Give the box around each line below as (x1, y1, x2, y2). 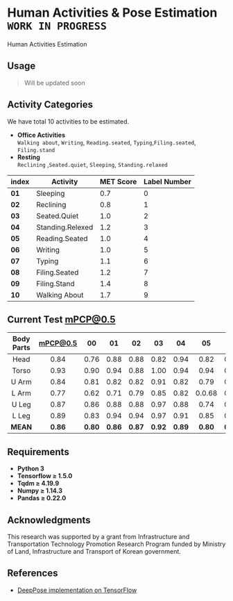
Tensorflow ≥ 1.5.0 (17, 472, 73, 480)
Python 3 (17, 464, 45, 473)
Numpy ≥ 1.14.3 (17, 486, 62, 495)
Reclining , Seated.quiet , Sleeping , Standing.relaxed (17, 160, 168, 168)
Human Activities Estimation (7, 40, 87, 48)
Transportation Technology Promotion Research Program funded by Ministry (7, 540, 226, 548)
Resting (17, 153, 40, 161)
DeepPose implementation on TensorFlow (17, 586, 137, 594)
